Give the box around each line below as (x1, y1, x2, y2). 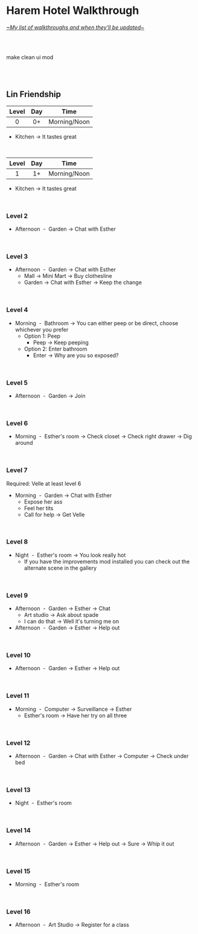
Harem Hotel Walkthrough (6, 4, 139, 18)
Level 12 (6, 738, 31, 747)
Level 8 (6, 538, 28, 546)
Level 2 (6, 211, 28, 220)
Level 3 (6, 252, 28, 260)
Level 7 (6, 466, 28, 475)
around (14, 439, 33, 447)
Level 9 (6, 591, 28, 599)
